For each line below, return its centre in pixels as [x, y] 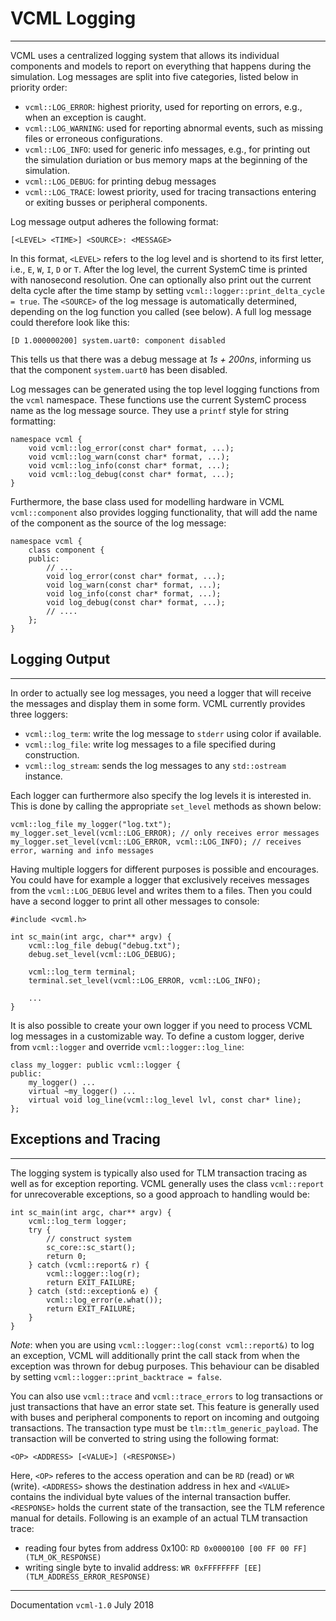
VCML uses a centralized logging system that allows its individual [145, 55]
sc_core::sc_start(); [91, 1247]
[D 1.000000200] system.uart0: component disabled [118, 340]
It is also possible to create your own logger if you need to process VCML [161, 1025]
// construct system [89, 1238]
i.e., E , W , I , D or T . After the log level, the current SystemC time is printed [159, 269]
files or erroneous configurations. [93, 138]
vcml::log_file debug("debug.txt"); [105, 945]
